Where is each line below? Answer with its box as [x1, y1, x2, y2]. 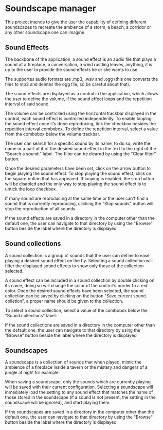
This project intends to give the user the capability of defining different [5, 19, 147, 25]
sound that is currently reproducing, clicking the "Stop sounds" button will [5, 200, 154, 206]
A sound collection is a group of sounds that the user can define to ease [5, 252, 150, 258]
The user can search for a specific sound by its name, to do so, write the [5, 140, 151, 146]
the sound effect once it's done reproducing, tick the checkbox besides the [5, 120, 156, 126]
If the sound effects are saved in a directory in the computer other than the [5, 215, 155, 221]
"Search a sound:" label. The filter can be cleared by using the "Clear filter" [5, 151, 156, 156]
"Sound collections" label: [5, 312, 57, 318]
